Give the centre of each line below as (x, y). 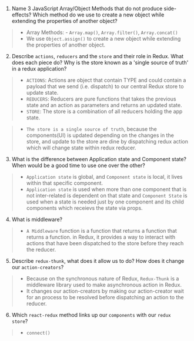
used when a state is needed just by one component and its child (105, 202)
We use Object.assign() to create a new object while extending (103, 39)
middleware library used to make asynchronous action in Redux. (104, 285)
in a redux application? (39, 69)
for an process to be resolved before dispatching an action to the (105, 297)
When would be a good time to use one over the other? (78, 165)
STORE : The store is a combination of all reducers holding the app (104, 111)
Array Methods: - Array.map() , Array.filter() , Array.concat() (102, 32)
